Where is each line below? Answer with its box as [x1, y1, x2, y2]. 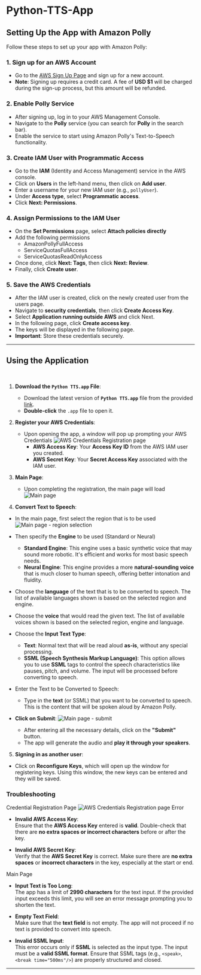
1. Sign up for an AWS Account [6, 58, 97, 66]
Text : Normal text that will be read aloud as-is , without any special [23, 642, 188, 649]
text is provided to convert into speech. [14, 925, 112, 932]
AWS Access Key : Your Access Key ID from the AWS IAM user [32, 443, 188, 450]
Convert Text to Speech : [14, 504, 77, 511]
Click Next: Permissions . [14, 199, 77, 206]
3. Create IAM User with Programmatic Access [6, 153, 144, 162]
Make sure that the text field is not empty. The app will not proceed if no [14, 919, 194, 926]
